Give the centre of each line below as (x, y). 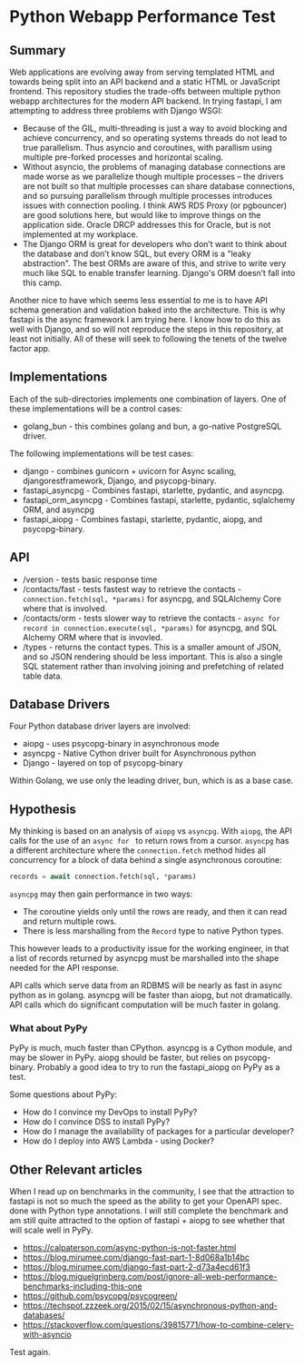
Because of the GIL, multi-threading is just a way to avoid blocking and (155, 128)
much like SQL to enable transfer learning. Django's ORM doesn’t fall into (159, 273)
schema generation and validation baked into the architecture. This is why (147, 310)
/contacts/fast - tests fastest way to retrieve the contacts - (132, 589)
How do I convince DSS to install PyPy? (96, 1122)
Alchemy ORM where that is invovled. (93, 637)
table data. (43, 676)
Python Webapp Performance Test (142, 17)
